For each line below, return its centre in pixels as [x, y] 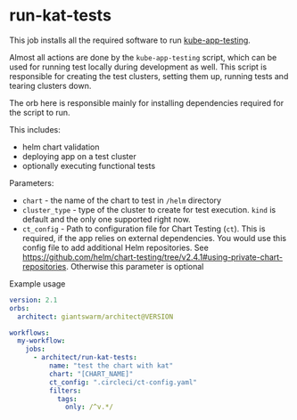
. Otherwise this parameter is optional [135, 266]
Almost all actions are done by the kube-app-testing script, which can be [143, 57]
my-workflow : [41, 341]
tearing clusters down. [50, 85]
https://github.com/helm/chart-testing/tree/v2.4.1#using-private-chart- [153, 257]
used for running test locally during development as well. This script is [138, 67]
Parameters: [32, 182]
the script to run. [40, 112]
